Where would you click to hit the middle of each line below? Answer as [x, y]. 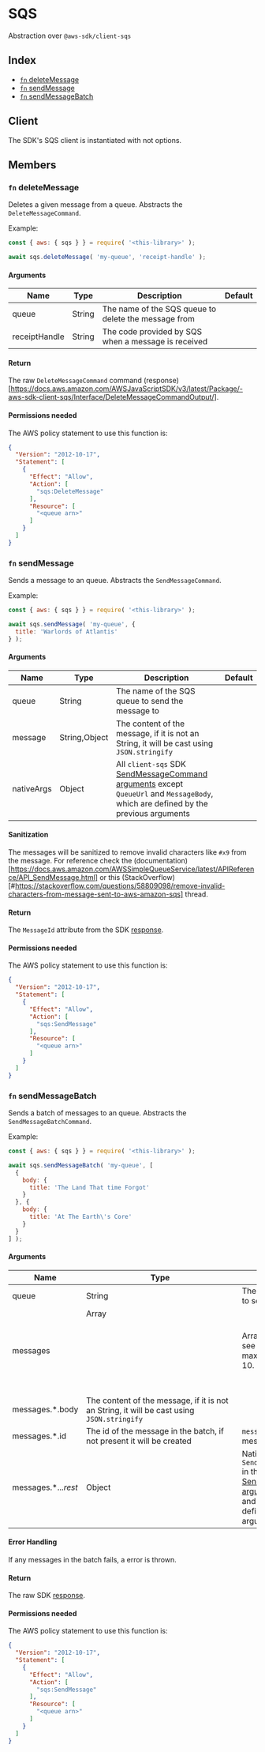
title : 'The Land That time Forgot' [89, 1187]
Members [32, 165]
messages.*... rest [45, 1487]
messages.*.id [39, 1436]
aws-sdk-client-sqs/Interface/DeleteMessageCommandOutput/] [112, 397]
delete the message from [148, 319]
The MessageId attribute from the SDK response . [86, 930]
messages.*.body [45, 1409]
